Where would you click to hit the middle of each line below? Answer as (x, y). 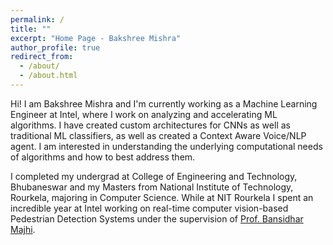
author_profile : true (55, 47)
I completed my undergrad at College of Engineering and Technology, (154, 176)
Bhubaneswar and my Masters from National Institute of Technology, (152, 187)
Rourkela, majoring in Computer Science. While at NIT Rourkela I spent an (162, 197)
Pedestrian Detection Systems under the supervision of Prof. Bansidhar (157, 218)
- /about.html (48, 76)
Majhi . (23, 229)
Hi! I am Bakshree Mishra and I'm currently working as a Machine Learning (164, 103)
